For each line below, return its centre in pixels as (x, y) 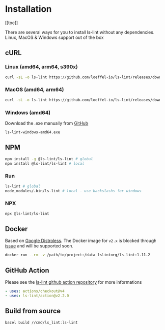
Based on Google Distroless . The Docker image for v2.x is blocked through (81, 241)
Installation (28, 9)
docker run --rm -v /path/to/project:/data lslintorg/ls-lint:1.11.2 (78, 255)
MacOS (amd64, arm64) (35, 90)
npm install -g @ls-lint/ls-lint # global (49, 159)
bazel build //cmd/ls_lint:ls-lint (41, 322)
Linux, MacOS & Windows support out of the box (55, 37)
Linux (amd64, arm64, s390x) (41, 67)
